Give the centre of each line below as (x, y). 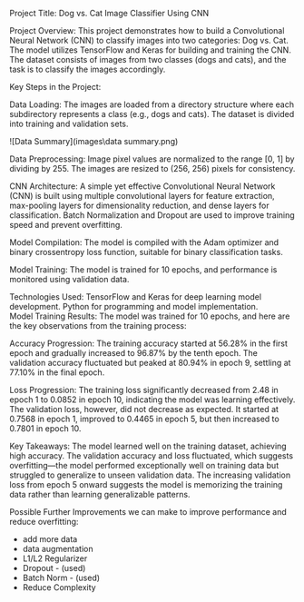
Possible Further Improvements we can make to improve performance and (148, 512)
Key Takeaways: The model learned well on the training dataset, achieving (148, 446)
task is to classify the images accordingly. (88, 69)
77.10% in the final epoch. (57, 372)
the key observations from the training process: (98, 326)
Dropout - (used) (54, 568)
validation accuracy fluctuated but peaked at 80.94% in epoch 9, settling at (150, 363)
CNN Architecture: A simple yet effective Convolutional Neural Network (142, 186)
